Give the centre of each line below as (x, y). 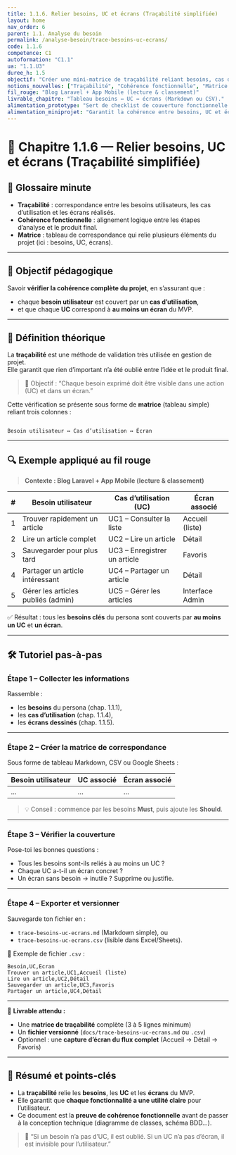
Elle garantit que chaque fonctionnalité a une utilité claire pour (109, 1100)
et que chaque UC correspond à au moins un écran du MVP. (105, 309)
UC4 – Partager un (139, 571)
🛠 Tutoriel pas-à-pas (55, 655)
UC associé (97, 780)
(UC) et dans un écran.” (59, 391)
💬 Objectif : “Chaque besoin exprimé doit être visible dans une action (124, 383)
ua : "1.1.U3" (26, 66)
